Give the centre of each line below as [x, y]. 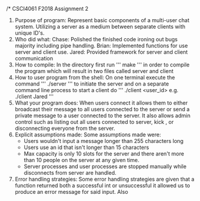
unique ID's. [30, 33]
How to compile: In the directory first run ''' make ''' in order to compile [102, 65]
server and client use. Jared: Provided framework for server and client [101, 52]
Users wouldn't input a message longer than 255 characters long [104, 141]
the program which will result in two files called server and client [94, 71]
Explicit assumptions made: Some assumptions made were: [88, 135]
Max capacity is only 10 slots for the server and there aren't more [104, 154]
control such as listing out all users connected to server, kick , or [94, 122]
